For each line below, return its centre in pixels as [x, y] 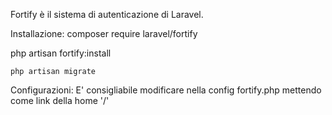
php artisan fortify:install [61, 53]
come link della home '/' [60, 100]
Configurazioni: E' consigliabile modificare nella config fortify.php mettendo [166, 90]
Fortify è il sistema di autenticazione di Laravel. [107, 14]
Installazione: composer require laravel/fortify [104, 33]
